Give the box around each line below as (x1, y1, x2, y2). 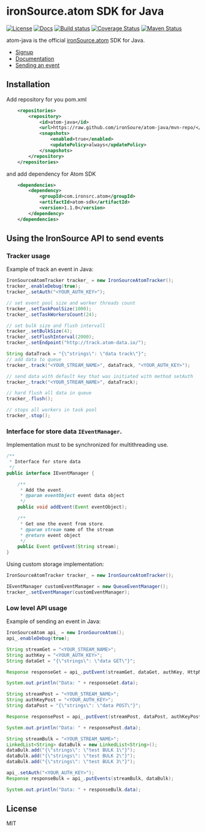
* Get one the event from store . (20, 520, 105, 527)
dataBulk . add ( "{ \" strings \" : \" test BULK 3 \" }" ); (6, 759, 136, 765)
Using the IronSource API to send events (6, 234, 164, 244)
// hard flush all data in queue (6, 390, 92, 396)
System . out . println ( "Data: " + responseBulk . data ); (6, 787, 141, 793)
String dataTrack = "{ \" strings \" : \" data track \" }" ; (6, 351, 147, 357)
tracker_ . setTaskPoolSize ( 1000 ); (6, 305, 92, 312)
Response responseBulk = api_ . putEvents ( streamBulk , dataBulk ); (6, 775, 174, 782)
